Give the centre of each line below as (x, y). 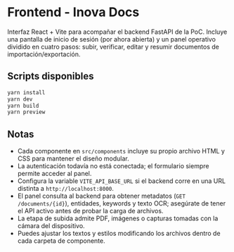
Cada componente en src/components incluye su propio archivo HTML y (121, 151)
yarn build (23, 106)
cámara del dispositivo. (51, 226)
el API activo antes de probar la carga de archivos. (90, 211)
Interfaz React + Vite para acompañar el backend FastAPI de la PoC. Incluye (117, 32)
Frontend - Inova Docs (73, 12)
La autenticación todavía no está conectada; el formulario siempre (113, 166)
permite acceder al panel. (54, 174)
